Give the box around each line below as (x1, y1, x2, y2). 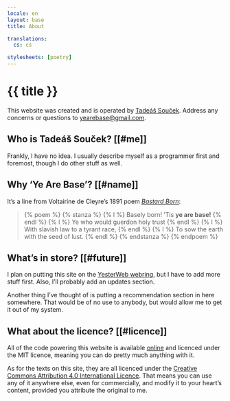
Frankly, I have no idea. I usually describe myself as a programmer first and (7, 152, 220, 160)
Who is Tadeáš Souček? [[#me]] (7, 133, 147, 145)
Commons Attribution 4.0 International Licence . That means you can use (7, 371, 212, 380)
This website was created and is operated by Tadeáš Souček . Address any (7, 106, 218, 114)
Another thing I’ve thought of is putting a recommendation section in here (7, 291, 215, 299)
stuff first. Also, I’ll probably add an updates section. (7, 277, 155, 286)
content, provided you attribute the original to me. (7, 386, 148, 395)
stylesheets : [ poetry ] (7, 54, 72, 61)
